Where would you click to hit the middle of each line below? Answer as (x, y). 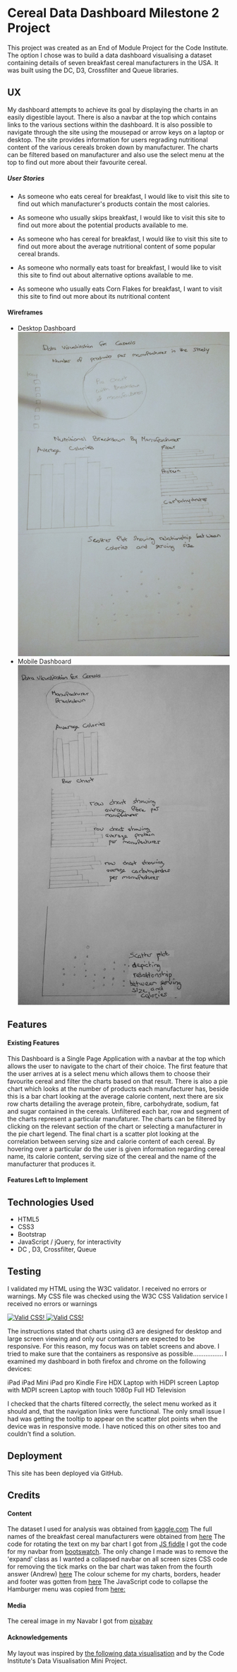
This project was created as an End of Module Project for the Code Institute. (118, 47)
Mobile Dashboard (44, 661)
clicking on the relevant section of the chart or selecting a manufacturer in (115, 1126)
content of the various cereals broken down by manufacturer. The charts (113, 147)
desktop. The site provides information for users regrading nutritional (108, 139)
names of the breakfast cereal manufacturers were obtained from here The (116, 1537)
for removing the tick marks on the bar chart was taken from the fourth (110, 1567)
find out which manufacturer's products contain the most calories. (114, 204)
